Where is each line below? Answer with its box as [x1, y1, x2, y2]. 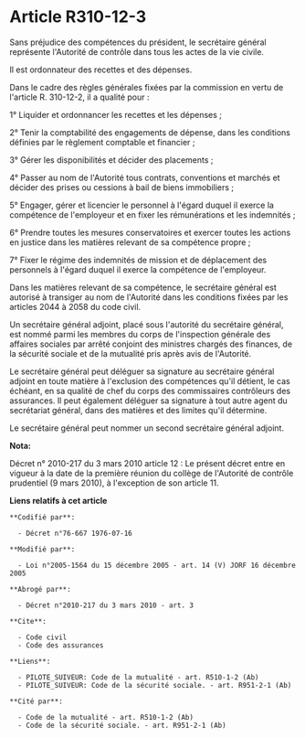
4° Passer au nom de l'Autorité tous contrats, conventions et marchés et [9, 172, 280, 183]
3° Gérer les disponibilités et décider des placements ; [9, 154, 214, 166]
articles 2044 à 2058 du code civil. [9, 301, 142, 312]
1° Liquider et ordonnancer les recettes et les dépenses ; [9, 109, 222, 120]
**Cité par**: [9, 697, 64, 706]
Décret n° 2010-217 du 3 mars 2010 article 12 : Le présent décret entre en [9, 457, 286, 468]
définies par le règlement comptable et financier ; [9, 136, 195, 147]
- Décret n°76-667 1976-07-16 [17, 529, 132, 538]
